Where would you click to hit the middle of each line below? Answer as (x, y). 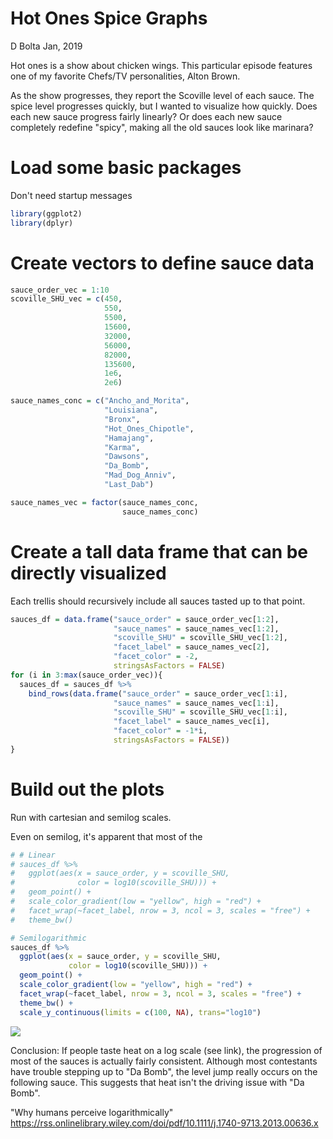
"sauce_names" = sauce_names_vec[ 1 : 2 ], (196, 628)
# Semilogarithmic (48, 938)
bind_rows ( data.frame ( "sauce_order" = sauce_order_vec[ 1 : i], (158, 693)
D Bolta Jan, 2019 (46, 46)
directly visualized (88, 573)
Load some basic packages (126, 168)
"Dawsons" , (127, 457)
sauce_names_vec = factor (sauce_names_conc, (104, 502)
